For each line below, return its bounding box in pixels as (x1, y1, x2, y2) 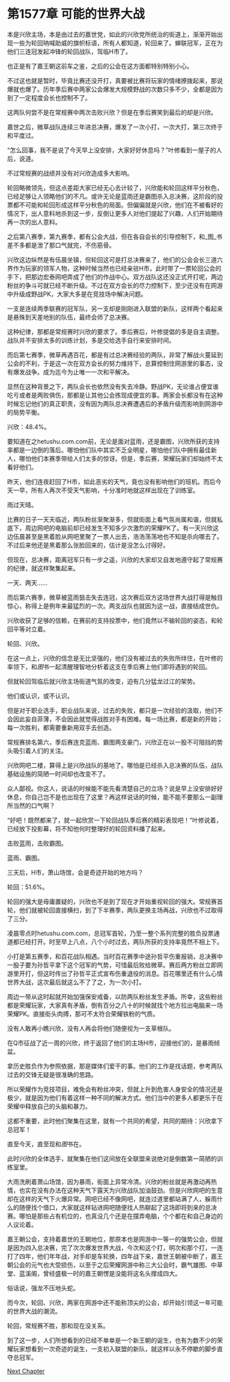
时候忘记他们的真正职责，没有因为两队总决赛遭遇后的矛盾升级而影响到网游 (7, 399, 217, 408)
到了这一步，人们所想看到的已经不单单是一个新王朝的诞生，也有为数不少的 (7, 1336, 217, 1344)
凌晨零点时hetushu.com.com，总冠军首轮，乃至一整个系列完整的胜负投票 (7, 929, 214, 937)
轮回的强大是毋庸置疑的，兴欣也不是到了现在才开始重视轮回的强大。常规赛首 (7, 897, 223, 906)
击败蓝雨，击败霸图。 (7, 839, 67, 847)
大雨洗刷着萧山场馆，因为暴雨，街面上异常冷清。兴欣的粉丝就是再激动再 (7, 1177, 211, 1186)
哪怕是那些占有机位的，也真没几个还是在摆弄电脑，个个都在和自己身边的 (18, 1211, 223, 1220)
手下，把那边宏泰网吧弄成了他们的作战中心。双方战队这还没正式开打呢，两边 (7, 272, 223, 281)
